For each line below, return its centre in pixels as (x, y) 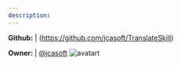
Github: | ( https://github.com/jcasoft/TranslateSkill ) (91, 38)
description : (29, 15)
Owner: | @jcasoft (38, 52)
